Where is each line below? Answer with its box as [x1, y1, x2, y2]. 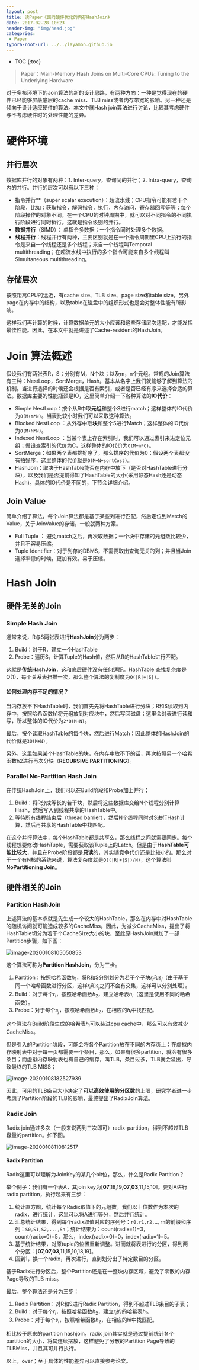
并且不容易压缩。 [14, 540, 57, 547]
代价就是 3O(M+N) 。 [6, 737, 52, 744]
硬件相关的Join [6, 883, 62, 893]
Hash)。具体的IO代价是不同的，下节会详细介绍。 [14, 479, 134, 486]
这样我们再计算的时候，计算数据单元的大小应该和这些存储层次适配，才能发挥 [6, 319, 193, 326]
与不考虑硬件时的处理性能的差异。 [6, 111, 89, 118]
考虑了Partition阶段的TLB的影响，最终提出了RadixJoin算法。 [6, 1095, 154, 1102]
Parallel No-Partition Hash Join [6, 772, 97, 781]
